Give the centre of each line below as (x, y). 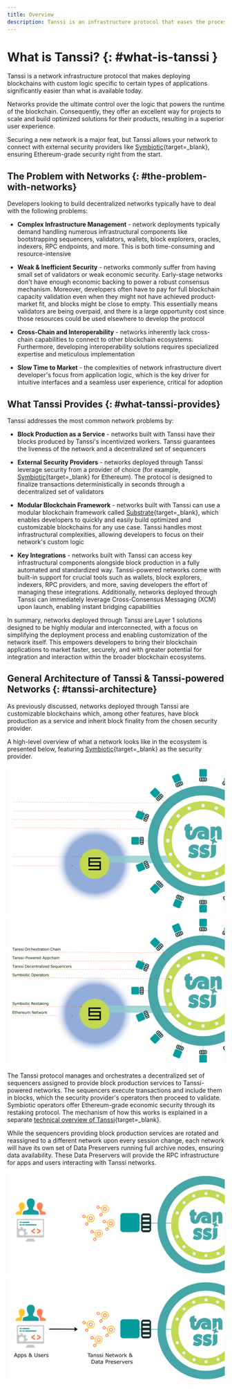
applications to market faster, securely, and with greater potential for (105, 650)
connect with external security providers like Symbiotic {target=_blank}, (108, 147)
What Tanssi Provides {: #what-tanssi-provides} (114, 404)
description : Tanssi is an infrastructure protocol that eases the (106, 22)
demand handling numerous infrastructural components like (102, 232)
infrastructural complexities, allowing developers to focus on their (110, 535)
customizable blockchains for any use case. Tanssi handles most (109, 527)
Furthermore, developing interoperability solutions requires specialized (118, 347)
